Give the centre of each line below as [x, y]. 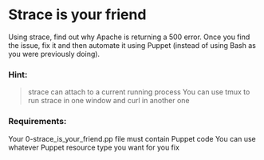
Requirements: [37, 122]
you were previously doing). [54, 54]
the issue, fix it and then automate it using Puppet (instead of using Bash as [132, 45]
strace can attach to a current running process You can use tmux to [139, 92]
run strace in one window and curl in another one [108, 101]
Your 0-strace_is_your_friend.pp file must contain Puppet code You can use [132, 138]
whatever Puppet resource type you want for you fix [94, 147]
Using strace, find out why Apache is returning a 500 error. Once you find [129, 37]
